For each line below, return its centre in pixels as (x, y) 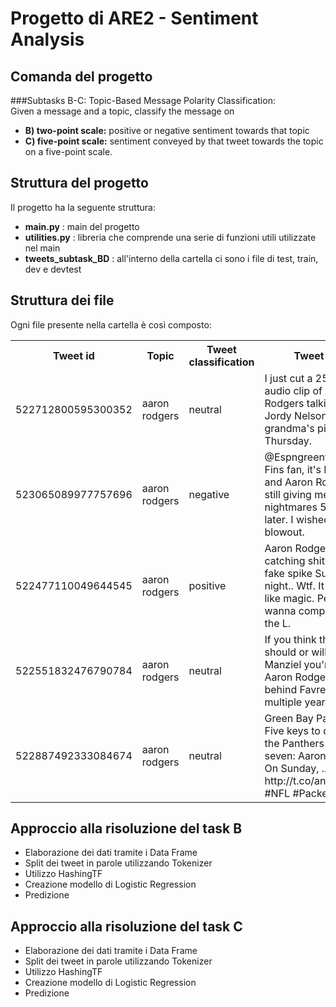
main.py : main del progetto (82, 226)
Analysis (47, 39)
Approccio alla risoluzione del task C (126, 926)
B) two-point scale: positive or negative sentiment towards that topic (167, 130)
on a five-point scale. (68, 151)
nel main (42, 248)
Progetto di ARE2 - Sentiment (134, 18)
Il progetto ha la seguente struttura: (83, 207)
